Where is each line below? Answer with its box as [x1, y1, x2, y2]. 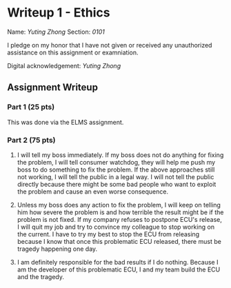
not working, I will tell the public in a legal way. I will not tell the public [17, 172, 214, 181]
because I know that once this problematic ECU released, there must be [17, 237, 222, 245]
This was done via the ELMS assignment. [7, 118, 124, 126]
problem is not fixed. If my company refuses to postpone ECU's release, [17, 215, 222, 223]
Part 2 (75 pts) [7, 135, 56, 145]
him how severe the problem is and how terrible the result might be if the [17, 208, 224, 216]
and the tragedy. [17, 272, 64, 280]
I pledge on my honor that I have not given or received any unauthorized [7, 41, 212, 49]
